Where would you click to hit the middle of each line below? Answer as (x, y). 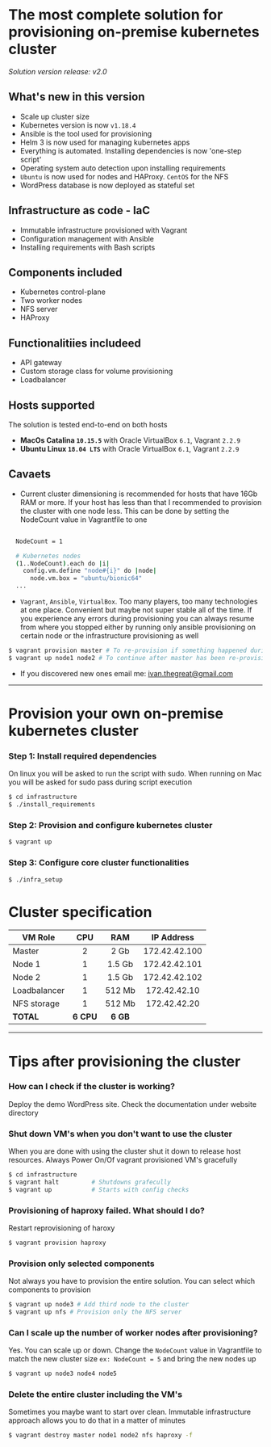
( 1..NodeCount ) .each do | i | (63, 563)
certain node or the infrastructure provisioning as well (109, 636)
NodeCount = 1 (39, 541)
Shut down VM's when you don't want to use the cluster (120, 1134)
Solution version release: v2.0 (58, 71)
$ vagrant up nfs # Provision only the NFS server (95, 1312)
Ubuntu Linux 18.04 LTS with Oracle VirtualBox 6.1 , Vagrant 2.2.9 (129, 449)
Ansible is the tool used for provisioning (86, 133)
